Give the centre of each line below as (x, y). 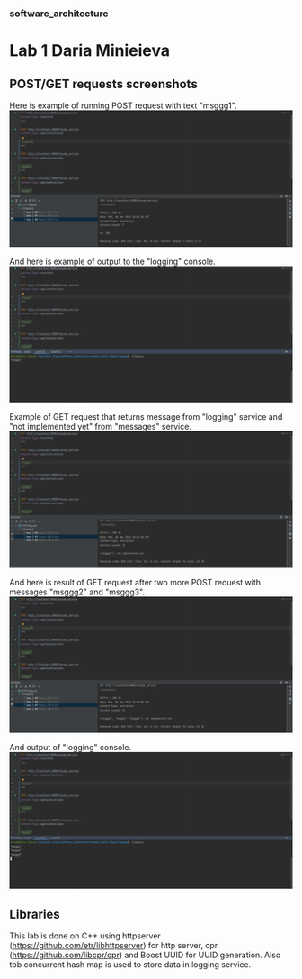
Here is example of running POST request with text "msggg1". (123, 105)
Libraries (35, 914)
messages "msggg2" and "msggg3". (77, 592)
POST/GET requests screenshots (103, 84)
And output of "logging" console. (71, 748)
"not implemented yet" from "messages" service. (100, 427)
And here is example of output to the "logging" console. (112, 261)
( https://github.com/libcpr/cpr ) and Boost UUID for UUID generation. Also (145, 955)
